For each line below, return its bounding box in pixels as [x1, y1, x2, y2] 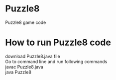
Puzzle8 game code [5, 19, 46, 25]
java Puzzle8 [5, 69, 31, 75]
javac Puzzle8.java [5, 64, 43, 70]
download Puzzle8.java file [5, 53, 61, 59]
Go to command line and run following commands [5, 58, 108, 65]
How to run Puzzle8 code [5, 37, 111, 48]
